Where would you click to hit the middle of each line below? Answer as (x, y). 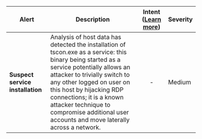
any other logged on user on (90, 82)
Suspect (22, 75)
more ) (151, 27)
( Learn (152, 19)
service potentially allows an (90, 67)
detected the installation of (88, 45)
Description (93, 19)
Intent (151, 12)
